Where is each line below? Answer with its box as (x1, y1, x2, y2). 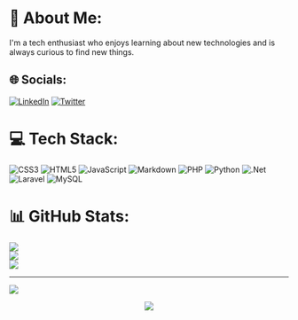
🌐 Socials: (9, 73, 67, 88)
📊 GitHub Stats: (9, 206, 130, 226)
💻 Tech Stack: (9, 129, 119, 149)
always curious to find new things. (9, 46, 135, 57)
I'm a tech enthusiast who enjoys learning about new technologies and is (9, 37, 276, 48)
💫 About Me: (9, 8, 103, 28)
